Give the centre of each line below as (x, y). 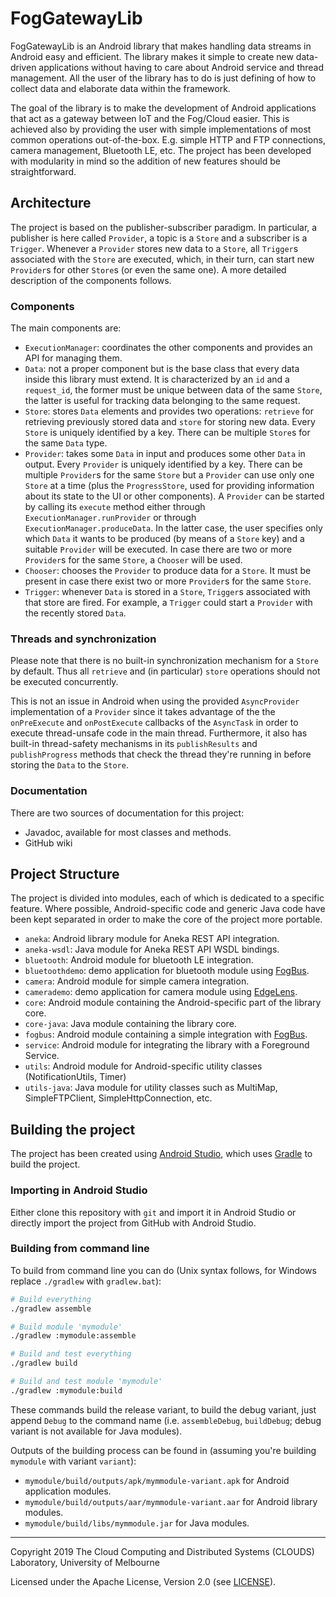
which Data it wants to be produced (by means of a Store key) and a (164, 539)
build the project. (45, 1164)
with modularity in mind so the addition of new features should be (145, 161)
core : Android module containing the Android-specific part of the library (173, 1003)
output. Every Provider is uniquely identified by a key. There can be (163, 464)
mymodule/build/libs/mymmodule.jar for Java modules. (137, 1523)
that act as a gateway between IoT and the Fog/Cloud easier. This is (150, 118)
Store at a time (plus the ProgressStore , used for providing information (169, 486)
